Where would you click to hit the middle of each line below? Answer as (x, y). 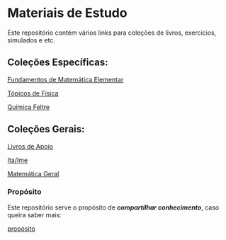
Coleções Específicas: (58, 63)
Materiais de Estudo (67, 13)
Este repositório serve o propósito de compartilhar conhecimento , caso (113, 207)
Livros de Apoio (30, 146)
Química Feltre (29, 107)
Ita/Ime (18, 160)
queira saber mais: (34, 215)
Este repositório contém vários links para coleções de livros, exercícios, (112, 33)
